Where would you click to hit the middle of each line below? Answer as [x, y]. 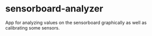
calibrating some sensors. [32, 27]
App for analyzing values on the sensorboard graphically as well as [76, 22]
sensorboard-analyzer [54, 9]
